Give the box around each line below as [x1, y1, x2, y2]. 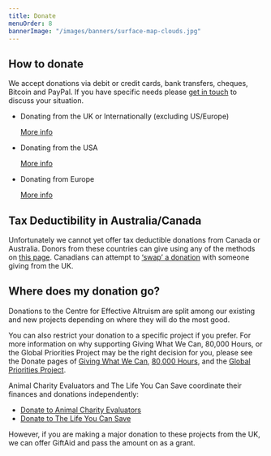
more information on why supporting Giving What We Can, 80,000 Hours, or [8, 338, 263, 349]
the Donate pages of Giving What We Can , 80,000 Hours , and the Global [8, 356, 251, 366]
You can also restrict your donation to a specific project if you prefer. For [8, 330, 252, 340]
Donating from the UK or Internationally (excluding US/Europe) [19, 111, 230, 122]
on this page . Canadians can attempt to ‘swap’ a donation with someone [8, 252, 250, 262]
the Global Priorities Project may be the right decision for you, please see [8, 347, 253, 357]
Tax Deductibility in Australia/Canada [8, 213, 202, 227]
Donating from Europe [19, 174, 95, 184]
